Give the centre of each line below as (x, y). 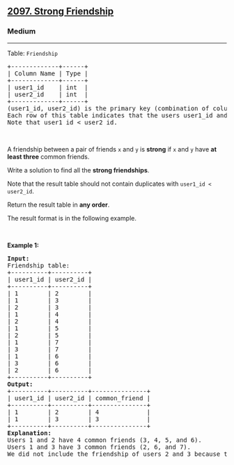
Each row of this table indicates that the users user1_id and (117, 115)
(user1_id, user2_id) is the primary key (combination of (108, 108)
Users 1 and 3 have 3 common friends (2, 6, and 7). (99, 447)
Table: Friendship (32, 53)
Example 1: (23, 245)
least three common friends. (48, 156)
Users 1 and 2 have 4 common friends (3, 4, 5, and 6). (104, 440)
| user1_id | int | (48, 87)
